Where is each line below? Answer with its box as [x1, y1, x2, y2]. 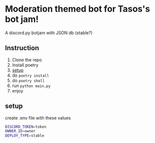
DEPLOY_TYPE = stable [5, 133, 45, 138]
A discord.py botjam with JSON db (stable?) [5, 30, 93, 36]
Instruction [5, 44, 39, 52]
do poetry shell [12, 77, 45, 83]
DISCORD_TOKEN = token [5, 124, 47, 129]
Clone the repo [12, 57, 42, 63]
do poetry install [12, 72, 49, 78]
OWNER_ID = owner [5, 129, 36, 134]
